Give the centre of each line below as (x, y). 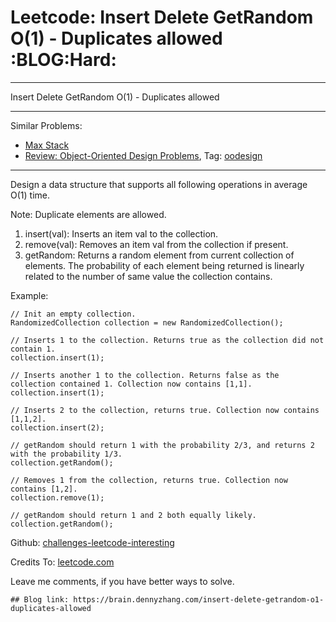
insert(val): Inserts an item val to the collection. (121, 233)
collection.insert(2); (57, 427)
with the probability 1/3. (66, 454)
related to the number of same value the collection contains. (148, 276)
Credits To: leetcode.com (62, 562)
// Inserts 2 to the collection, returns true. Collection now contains (165, 410)
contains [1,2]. (44, 489)
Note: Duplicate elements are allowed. (88, 214)
